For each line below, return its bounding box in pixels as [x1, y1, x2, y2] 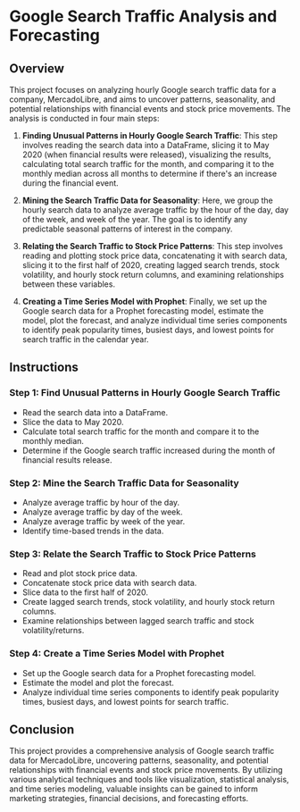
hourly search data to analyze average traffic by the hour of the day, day [21, 205, 289, 215]
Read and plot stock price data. [21, 568, 138, 579]
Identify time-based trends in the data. [21, 525, 164, 536]
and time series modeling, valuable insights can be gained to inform [9, 783, 259, 794]
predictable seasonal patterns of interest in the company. [21, 223, 233, 234]
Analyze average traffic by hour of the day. [21, 497, 180, 507]
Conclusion [9, 722, 75, 737]
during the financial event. [21, 178, 119, 188]
